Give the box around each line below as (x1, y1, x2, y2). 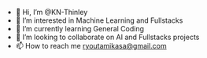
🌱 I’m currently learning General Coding (15, 24, 144, 33)
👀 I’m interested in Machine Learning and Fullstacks (15, 16, 183, 25)
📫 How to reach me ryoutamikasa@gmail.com (15, 42, 167, 50)
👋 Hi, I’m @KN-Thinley (15, 8, 88, 16)
